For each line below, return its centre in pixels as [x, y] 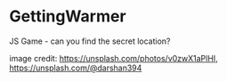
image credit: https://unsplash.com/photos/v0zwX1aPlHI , [113, 58]
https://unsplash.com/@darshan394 [76, 68]
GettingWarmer [68, 16]
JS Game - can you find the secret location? [90, 41]
